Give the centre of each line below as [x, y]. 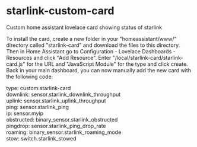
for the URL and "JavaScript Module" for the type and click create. [107, 64]
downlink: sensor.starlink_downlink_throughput [63, 94]
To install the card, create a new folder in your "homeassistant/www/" [91, 39]
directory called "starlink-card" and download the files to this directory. [93, 45]
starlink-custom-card [60, 11]
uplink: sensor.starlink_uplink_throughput [56, 100]
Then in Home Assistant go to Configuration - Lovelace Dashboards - [91, 51]
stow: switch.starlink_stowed [41, 138]
